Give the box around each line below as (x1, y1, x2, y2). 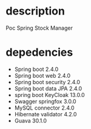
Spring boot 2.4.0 (14, 65, 59, 73)
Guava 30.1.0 (14, 117, 47, 124)
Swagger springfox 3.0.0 (14, 98, 76, 105)
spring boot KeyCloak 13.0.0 (14, 91, 86, 98)
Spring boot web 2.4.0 (14, 71, 71, 79)
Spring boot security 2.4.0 (14, 78, 80, 85)
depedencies (5, 45, 73, 59)
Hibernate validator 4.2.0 (14, 110, 77, 117)
